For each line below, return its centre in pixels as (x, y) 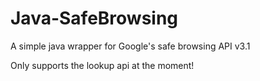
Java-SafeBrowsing (94, 18)
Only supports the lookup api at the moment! (102, 65)
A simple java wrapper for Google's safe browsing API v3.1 (130, 46)
